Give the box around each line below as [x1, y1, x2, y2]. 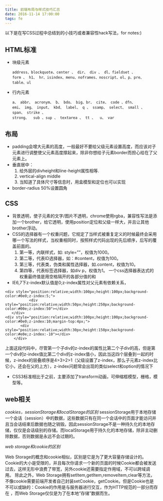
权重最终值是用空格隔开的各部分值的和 [19, 274, 96, 279]
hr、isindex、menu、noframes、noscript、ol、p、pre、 [39, 75, 144, 80]
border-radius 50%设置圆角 [12, 185, 68, 191]
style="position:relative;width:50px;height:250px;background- [5, 302, 136, 307]
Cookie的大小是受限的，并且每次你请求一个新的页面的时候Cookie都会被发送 [5, 460, 157, 466]
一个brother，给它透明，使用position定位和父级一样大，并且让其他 [16, 219, 149, 225]
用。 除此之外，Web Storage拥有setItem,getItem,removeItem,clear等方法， [5, 472, 155, 478]
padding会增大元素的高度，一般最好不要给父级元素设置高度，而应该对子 [12, 144, 156, 149]
